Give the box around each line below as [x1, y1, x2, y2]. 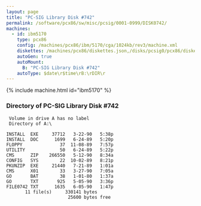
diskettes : [17, 48, 44, 54]
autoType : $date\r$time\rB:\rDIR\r [17, 70, 106, 76]
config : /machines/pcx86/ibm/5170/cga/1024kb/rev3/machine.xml [17, 43, 178, 49]
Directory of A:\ [8, 121, 52, 127]
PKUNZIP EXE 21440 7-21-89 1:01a [6, 163, 114, 169]
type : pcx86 [17, 37, 47, 43]
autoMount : [17, 59, 44, 65]
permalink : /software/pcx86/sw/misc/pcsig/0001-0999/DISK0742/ [6, 20, 167, 26]
